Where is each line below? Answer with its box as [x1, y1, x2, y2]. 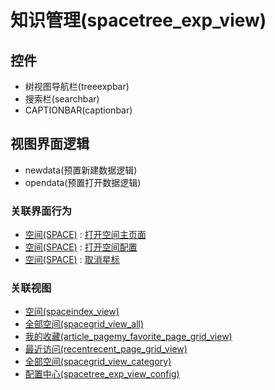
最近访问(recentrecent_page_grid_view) [24, 343, 188, 355]
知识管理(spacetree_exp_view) [10, 9, 267, 32]
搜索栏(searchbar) [24, 93, 100, 105]
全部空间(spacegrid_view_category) [24, 356, 172, 368]
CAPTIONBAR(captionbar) [24, 104, 133, 116]
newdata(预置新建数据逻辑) [24, 164, 138, 176]
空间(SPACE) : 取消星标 [24, 254, 120, 266]
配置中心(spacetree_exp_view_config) [24, 368, 180, 380]
